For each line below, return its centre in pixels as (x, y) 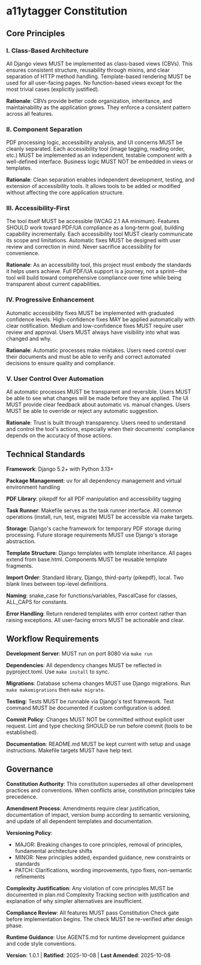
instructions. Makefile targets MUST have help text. (70, 750)
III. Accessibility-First (38, 208)
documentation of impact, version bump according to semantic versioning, (98, 814)
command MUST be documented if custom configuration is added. (89, 708)
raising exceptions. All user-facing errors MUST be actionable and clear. (95, 620)
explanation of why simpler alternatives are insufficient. (74, 901)
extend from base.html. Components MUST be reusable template (87, 559)
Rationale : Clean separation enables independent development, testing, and (100, 180)
